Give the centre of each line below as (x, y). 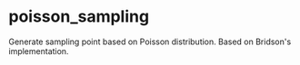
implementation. (39, 51)
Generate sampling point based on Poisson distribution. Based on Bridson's (150, 42)
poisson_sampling (79, 17)
